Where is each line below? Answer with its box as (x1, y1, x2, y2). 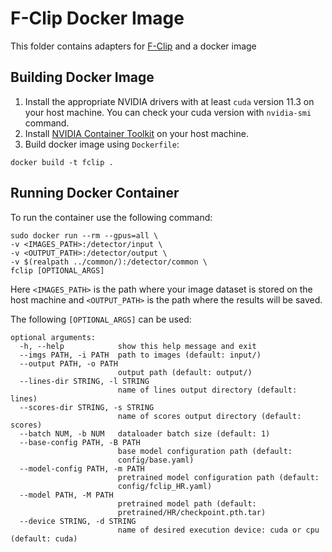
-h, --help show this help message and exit (19, 341, 257, 351)
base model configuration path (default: (117, 446, 293, 456)
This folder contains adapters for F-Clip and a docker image (10, 40, 257, 52)
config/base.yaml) (117, 455, 195, 465)
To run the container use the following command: (10, 211, 213, 223)
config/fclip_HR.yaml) (117, 481, 213, 491)
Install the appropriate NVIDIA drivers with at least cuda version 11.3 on (24, 95, 315, 107)
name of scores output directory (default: (117, 411, 302, 421)
